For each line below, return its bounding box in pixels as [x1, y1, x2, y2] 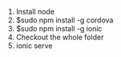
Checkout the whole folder [15, 32, 104, 42]
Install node [15, 7, 54, 16]
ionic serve [15, 41, 53, 51]
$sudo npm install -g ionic [15, 24, 103, 33]
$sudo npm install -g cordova [15, 15, 114, 25]
